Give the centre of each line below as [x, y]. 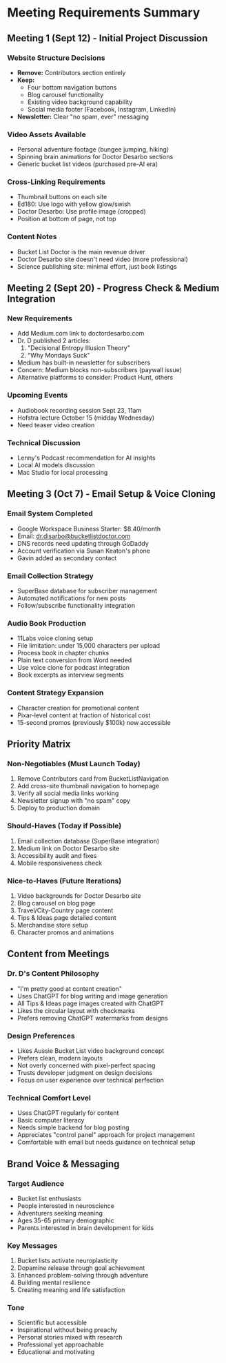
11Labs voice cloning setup [55, 638]
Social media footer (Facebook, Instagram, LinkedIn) [102, 109]
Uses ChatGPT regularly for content [68, 1113]
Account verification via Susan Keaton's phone [83, 551]
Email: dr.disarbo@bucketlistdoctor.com [74, 536]
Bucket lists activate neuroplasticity [68, 1261]
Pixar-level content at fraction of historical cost [84, 715]
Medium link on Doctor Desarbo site [68, 848]
